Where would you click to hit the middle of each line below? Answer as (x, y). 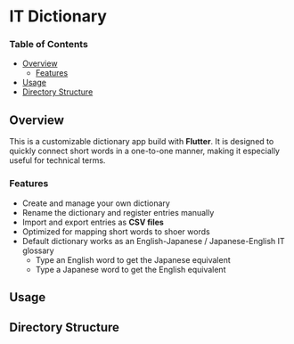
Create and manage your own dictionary (96, 203)
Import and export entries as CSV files (93, 222)
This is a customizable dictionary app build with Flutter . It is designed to (142, 142)
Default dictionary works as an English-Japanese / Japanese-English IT (153, 241)
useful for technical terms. (57, 160)
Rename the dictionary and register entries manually (118, 212)
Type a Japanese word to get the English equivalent (131, 269)
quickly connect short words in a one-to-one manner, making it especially (145, 151)
